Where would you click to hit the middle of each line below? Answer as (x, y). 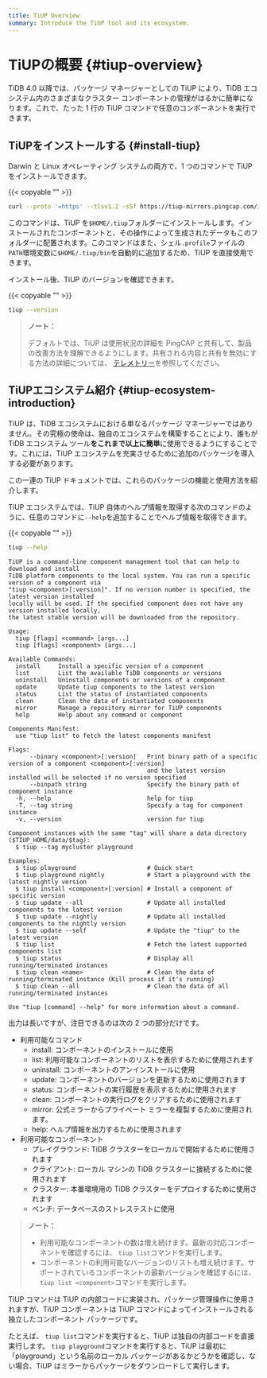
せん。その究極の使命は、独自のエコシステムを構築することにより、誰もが (136, 433)
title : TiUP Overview (44, 16)
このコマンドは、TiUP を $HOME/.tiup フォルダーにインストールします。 (123, 223)
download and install (44, 569)
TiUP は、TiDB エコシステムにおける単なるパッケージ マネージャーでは (124, 423)
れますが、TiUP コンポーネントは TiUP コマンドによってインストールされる (131, 1309)
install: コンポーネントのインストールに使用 (102, 1050)
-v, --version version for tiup (110, 819)
